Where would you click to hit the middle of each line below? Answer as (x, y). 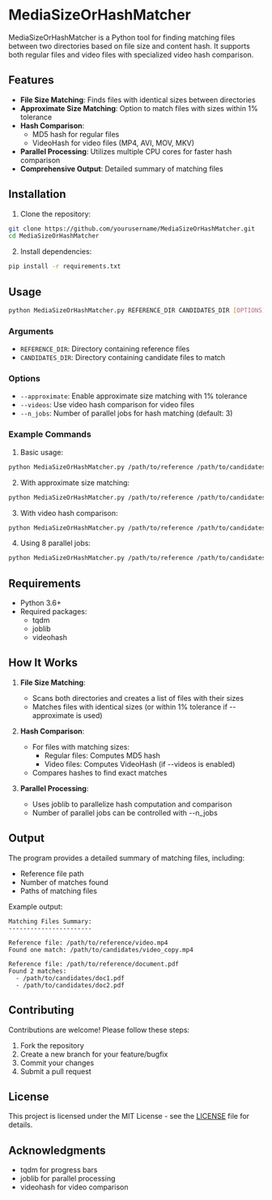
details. (21, 1125)
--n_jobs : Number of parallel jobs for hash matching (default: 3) (126, 413)
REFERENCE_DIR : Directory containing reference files (105, 349)
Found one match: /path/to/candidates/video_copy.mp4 (101, 950)
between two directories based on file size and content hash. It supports (130, 45)
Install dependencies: (56, 252)
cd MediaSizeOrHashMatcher (54, 236)
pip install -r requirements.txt (65, 267)
